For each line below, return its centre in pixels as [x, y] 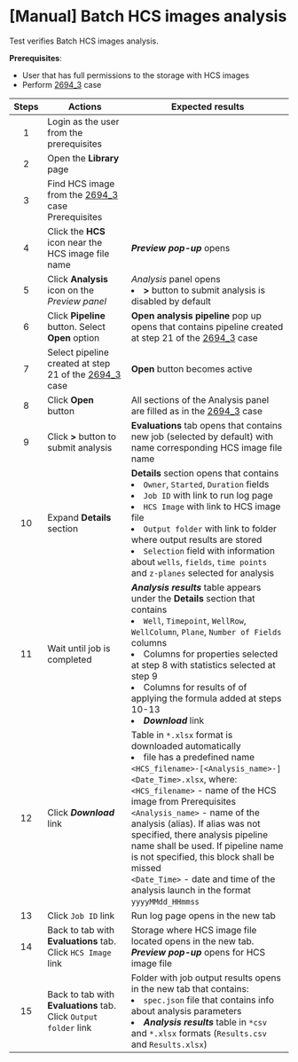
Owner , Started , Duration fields [206, 484]
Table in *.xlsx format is [182, 735]
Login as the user [83, 122]
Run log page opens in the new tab [204, 916]
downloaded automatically [186, 745]
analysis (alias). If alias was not [196, 823]
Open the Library [83, 158]
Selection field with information [209, 550]
